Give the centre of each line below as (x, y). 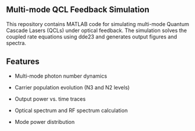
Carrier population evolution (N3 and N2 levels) (72, 87)
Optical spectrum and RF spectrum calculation (71, 110)
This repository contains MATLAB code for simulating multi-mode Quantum (97, 24)
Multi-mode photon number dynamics (61, 76)
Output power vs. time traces (50, 99)
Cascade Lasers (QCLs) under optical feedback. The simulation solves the (97, 30)
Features (23, 62)
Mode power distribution (45, 122)
